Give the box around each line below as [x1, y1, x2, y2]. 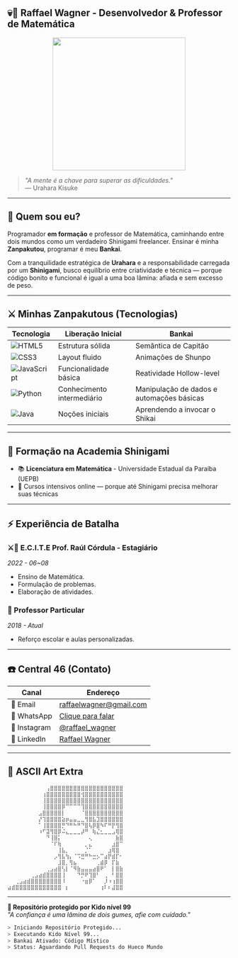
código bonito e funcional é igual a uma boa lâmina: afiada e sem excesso [7, 274, 223, 282]
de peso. [7, 281, 33, 289]
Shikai [135, 414, 156, 424]
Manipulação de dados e [135, 384, 218, 394]
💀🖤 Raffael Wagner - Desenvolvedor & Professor [7, 7, 223, 19]
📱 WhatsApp [11, 711, 53, 721]
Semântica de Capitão [135, 341, 209, 351]
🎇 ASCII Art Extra [7, 766, 84, 778]
